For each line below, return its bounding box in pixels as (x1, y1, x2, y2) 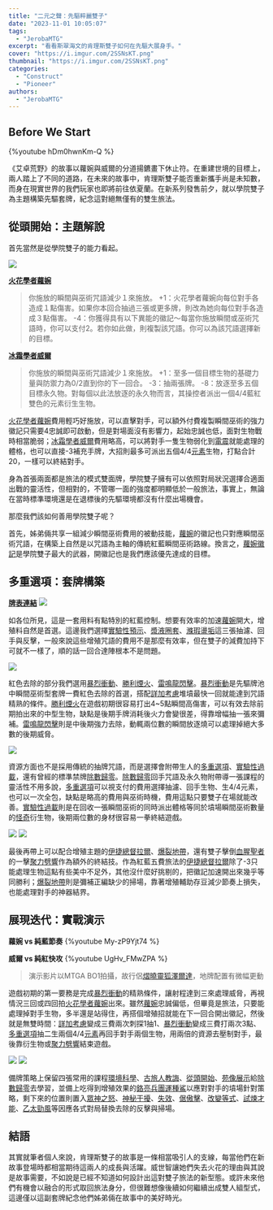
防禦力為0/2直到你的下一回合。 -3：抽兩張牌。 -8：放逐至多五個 (42, 378, 259, 388)
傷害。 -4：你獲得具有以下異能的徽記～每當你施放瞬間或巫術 (50, 313, 253, 323)
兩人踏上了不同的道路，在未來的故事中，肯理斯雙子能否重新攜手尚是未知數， (8, 174, 265, 184)
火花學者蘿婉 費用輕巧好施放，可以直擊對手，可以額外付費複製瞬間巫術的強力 (8, 415, 265, 425)
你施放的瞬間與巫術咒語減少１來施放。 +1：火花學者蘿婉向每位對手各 (28, 293, 259, 302)
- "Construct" (15, 72, 63, 80)
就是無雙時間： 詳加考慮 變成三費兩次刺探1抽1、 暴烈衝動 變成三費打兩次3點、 (8, 1018, 262, 1028)
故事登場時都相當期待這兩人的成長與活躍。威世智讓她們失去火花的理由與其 (8, 1163, 258, 1173)
